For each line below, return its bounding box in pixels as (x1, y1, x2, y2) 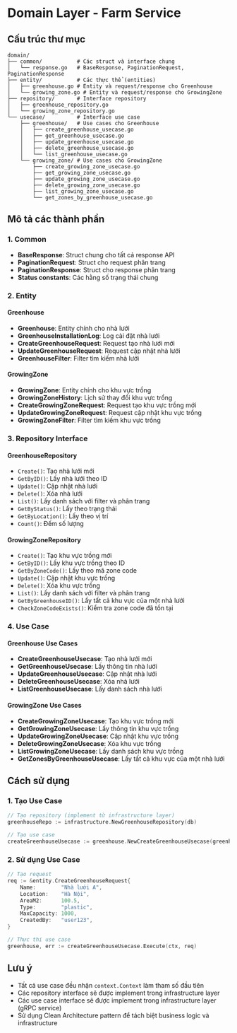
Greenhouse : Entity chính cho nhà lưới (17, 324, 130, 332)
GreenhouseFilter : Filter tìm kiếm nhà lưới (17, 354, 140, 362)
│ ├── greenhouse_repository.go (7, 101, 109, 108)
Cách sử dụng (7, 775, 71, 787)
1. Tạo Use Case (7, 795, 63, 805)
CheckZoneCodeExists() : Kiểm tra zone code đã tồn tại (17, 604, 174, 612)
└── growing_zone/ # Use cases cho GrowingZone (20, 157, 162, 164)
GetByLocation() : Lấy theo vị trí (17, 512, 109, 520)
